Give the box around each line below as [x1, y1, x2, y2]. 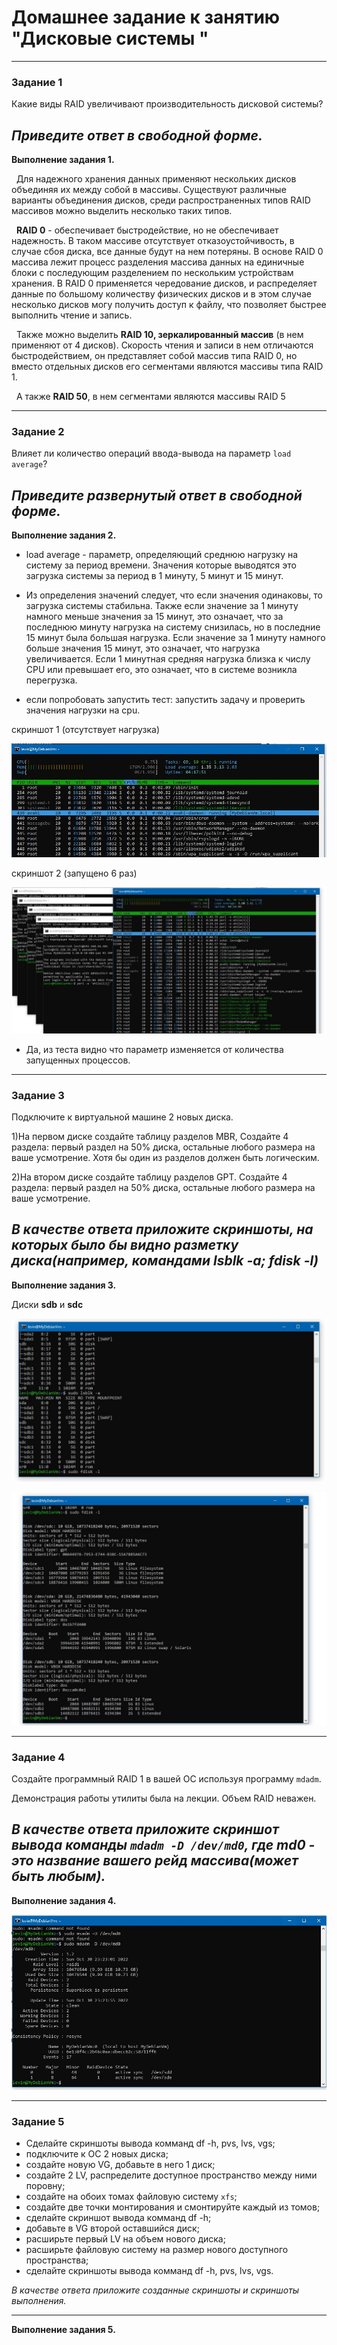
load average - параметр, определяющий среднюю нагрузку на [25, 549, 299, 561]
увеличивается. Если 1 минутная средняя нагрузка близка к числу [25, 653, 311, 665]
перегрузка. [25, 674, 78, 686]
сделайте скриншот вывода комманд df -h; [25, 2212, 212, 2224]
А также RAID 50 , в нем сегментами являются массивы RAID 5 [15, 391, 286, 403]
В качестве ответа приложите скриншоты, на [11, 1221, 314, 1238]
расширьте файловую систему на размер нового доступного [25, 2244, 289, 2256]
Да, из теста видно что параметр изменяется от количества [25, 1043, 284, 1055]
